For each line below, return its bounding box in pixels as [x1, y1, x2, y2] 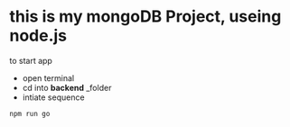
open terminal [22, 72, 75, 83]
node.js [9, 25, 68, 46]
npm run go [9, 109, 51, 118]
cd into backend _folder [22, 82, 112, 93]
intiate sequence [22, 92, 85, 103]
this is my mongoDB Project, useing [9, 6, 282, 27]
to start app [9, 55, 52, 66]
